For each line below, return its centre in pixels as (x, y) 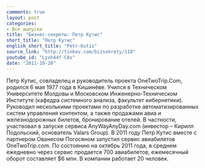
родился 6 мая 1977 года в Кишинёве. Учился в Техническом (87, 87)
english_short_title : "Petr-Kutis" (52, 46)
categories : (21, 23)
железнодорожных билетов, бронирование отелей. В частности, (91, 119)
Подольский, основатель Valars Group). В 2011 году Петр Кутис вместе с (102, 133)
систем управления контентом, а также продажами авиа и (84, 113)
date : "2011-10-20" (31, 63)
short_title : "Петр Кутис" (41, 40)
